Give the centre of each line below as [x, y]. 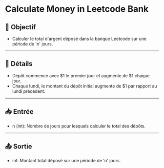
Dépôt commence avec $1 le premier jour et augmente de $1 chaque [81, 75]
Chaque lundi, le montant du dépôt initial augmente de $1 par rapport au [84, 86]
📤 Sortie [19, 147]
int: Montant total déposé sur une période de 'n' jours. [66, 161]
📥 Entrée [20, 112]
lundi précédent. [29, 91]
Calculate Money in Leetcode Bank [77, 9]
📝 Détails [19, 64]
